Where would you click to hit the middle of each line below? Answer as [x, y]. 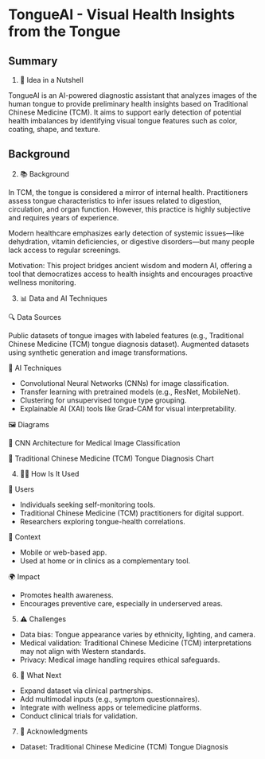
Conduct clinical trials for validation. [78, 716]
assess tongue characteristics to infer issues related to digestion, [115, 200]
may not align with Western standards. [83, 651]
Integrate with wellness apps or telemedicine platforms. [111, 707]
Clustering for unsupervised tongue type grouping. [103, 400]
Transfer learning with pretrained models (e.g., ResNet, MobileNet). [130, 391]
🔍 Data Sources [35, 317]
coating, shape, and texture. [55, 129]
